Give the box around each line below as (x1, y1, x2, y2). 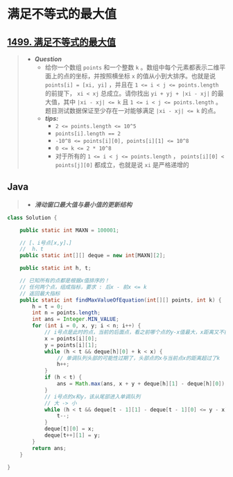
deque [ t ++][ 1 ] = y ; (44, 432, 101, 439)
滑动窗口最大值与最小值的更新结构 (34, 200, 132, 209)
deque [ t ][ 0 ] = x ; (44, 426, 95, 433)
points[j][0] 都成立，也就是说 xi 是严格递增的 (55, 161, 189, 168)
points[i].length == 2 (55, 130, 121, 137)
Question (34, 55, 62, 63)
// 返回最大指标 (19, 290, 60, 297)
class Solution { (7, 214, 58, 221)
